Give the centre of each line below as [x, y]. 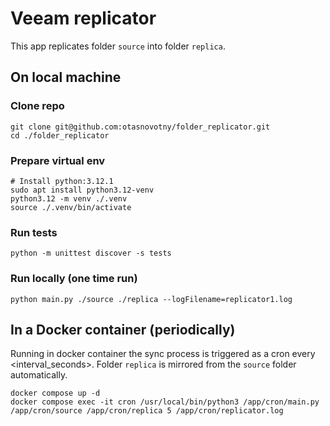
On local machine [66, 77]
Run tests [34, 232]
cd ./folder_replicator [60, 135]
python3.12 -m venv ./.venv [69, 198]
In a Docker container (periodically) [123, 329]
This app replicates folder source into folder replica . [118, 46]
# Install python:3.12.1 [62, 181]
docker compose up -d [55, 393]
